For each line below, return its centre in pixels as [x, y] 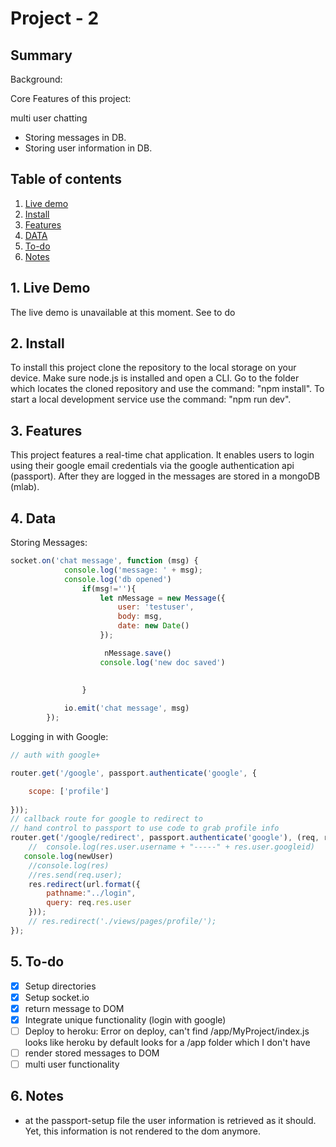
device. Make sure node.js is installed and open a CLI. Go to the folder [155, 378]
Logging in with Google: [59, 737]
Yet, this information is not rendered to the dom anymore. [142, 1131]
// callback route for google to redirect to [106, 819]
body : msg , [140, 617]
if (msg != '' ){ [109, 588]
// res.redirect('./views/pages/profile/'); [122, 922]
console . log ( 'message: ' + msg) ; [133, 570]
